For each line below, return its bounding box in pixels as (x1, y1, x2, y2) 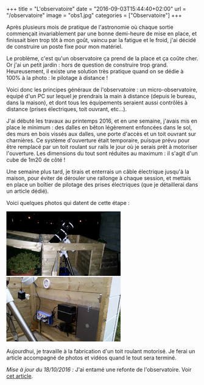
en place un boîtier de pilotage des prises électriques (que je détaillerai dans (6, 181, 199, 188)
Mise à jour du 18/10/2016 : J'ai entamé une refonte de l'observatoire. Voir (6, 365, 192, 373)
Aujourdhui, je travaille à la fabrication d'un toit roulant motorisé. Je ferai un (6, 347, 195, 354)
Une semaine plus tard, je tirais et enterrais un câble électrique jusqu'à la (6, 168, 189, 175)
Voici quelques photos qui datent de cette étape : (6, 200, 130, 206)
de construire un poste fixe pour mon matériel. (6, 43, 123, 50)
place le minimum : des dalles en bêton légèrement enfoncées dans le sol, (6, 124, 192, 131)
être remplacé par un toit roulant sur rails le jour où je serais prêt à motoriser (6, 143, 198, 150)
